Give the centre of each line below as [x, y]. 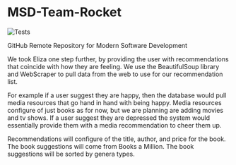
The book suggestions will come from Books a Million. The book [101, 146]
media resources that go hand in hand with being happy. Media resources [114, 102]
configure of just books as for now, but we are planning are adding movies [116, 110]
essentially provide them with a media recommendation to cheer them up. [114, 125]
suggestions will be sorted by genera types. [71, 154]
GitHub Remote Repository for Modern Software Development [98, 45]
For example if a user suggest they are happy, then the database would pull [117, 95]
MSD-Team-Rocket [65, 12]
